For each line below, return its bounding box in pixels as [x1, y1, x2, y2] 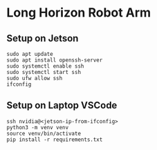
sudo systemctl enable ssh [6, 63, 84, 70]
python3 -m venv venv [6, 124, 69, 131]
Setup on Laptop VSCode [6, 100, 118, 111]
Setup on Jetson [6, 32, 79, 44]
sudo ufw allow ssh [6, 75, 63, 82]
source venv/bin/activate [6, 130, 81, 137]
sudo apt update [6, 50, 53, 57]
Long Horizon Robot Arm [6, 5, 151, 21]
